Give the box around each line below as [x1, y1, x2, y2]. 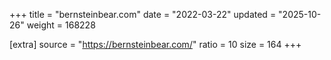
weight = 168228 [26, 19, 96, 31]
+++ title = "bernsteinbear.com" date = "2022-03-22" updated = [9, 9, 277, 20]
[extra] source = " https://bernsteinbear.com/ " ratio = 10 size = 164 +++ [9, 39, 302, 50]
